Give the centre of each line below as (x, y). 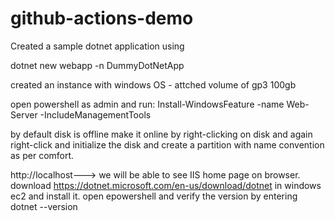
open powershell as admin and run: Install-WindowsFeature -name (147, 104)
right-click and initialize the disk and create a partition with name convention (167, 144)
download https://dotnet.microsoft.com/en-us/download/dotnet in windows (166, 185)
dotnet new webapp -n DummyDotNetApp (97, 65)
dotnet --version (44, 206)
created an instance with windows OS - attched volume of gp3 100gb (153, 84)
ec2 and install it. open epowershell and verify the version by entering (154, 196)
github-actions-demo (102, 18)
